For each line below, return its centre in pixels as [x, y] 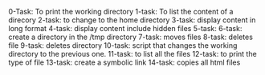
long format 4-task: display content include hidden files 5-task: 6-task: [125, 28]
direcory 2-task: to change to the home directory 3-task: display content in [132, 20]
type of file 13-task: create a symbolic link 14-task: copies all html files [124, 62]
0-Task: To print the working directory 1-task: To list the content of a [121, 12]
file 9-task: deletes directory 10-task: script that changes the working [123, 45]
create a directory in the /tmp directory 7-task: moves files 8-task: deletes [130, 37]
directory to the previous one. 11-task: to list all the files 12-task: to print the [132, 54]
